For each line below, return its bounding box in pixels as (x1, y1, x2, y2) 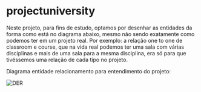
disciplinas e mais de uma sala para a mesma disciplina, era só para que (6, 49, 186, 57)
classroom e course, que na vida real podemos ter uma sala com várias (6, 43, 185, 51)
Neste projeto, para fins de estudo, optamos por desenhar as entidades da (6, 24, 193, 31)
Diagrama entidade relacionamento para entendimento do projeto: (6, 67, 171, 75)
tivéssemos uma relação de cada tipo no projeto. (6, 56, 128, 63)
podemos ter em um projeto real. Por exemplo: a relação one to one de (6, 37, 183, 44)
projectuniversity (6, 4, 96, 18)
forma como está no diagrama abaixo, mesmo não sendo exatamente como (6, 30, 195, 37)
